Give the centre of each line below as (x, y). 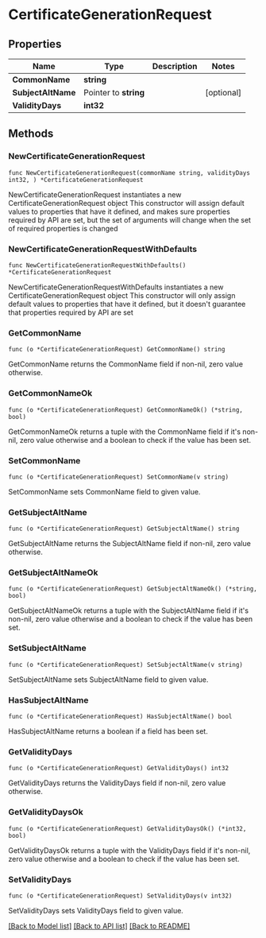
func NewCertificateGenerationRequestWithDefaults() (97, 265)
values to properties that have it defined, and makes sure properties (119, 211)
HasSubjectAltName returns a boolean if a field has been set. (108, 731)
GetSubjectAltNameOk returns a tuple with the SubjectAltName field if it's (128, 610)
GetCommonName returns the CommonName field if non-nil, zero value (126, 364)
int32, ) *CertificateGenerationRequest (76, 180)
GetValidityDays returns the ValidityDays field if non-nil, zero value (117, 783)
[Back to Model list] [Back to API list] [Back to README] (99, 926)
